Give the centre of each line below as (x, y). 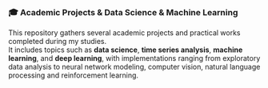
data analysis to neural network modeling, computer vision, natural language (134, 67)
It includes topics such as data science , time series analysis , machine (126, 50)
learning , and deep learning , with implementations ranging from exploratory (134, 58)
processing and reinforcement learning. (73, 75)
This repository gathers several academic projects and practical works (124, 33)
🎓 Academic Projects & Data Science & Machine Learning (123, 12)
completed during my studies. (57, 42)
